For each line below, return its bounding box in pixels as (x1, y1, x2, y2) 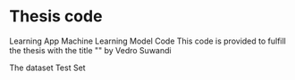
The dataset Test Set (9, 62, 87, 73)
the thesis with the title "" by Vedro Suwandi (9, 44, 172, 55)
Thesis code (9, 6, 103, 27)
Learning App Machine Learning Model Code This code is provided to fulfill (9, 36, 286, 46)
